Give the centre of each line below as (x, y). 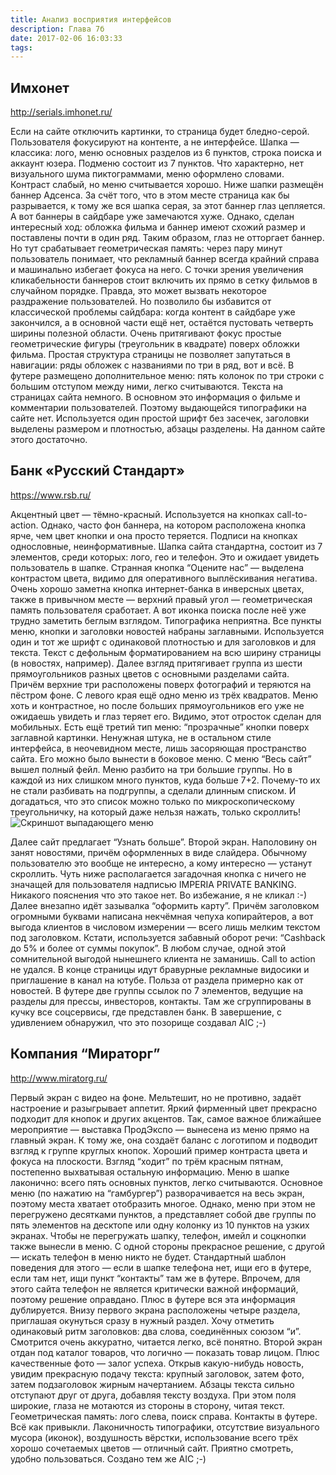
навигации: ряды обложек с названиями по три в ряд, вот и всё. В (152, 365)
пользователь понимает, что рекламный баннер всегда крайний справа (165, 259)
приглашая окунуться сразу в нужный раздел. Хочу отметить (142, 1320)
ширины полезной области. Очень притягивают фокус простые (146, 333)
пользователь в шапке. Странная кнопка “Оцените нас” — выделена (157, 567)
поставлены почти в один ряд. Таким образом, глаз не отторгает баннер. (167, 238)
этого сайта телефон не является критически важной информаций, (154, 1288)
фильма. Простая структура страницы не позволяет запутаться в (150, 355)
